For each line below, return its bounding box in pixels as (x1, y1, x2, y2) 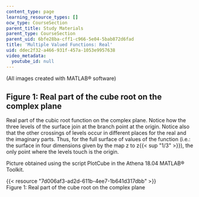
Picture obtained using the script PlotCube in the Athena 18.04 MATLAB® (6, 160, 185, 167)
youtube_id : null (11, 58, 55, 64)
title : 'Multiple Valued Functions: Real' (6, 42, 113, 48)
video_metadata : (6, 53, 46, 59)
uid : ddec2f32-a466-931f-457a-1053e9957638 (6, 47, 116, 53)
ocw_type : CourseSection (6, 20, 68, 26)
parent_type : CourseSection (6, 31, 76, 37)
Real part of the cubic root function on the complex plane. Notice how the (6, 117, 186, 124)
